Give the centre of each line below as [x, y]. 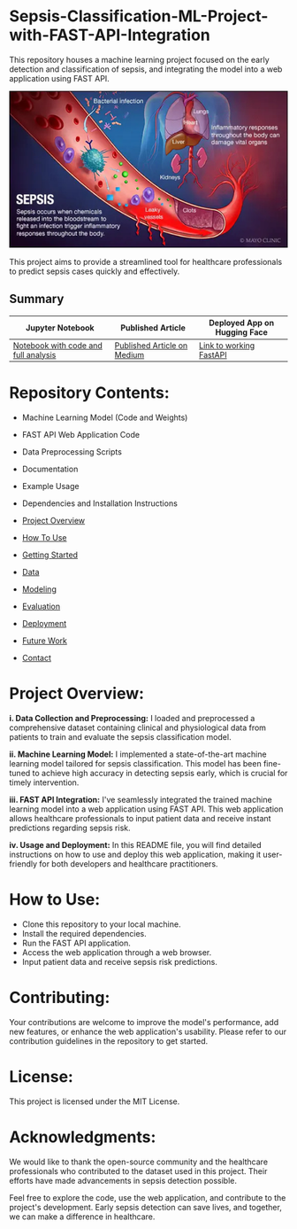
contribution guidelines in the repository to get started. [109, 1041]
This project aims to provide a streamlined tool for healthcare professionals [146, 262]
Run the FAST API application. [76, 943]
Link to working [227, 345]
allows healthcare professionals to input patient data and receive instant [140, 819]
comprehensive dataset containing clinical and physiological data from [138, 727]
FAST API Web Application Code [80, 435]
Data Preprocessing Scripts [72, 452]
